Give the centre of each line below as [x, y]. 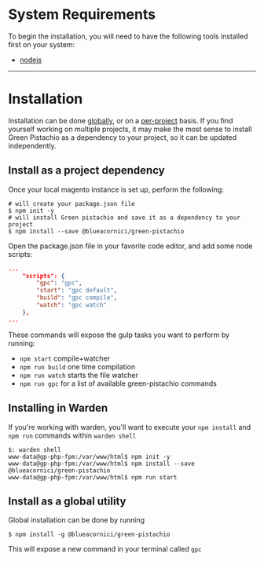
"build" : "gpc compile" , [77, 298]
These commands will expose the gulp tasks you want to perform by [119, 335]
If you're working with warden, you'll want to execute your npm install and [130, 427]
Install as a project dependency [86, 170]
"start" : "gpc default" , [77, 291]
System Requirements [82, 15]
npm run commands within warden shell [72, 435]
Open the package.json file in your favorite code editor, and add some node [130, 246]
